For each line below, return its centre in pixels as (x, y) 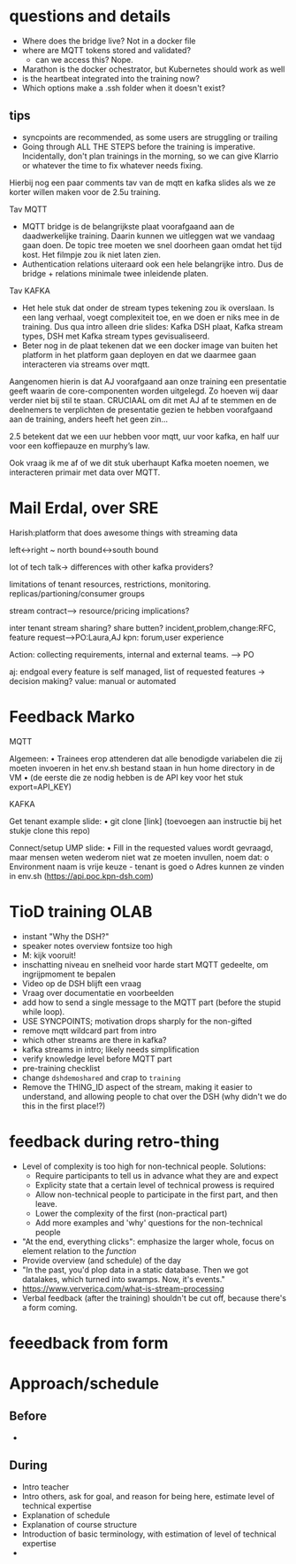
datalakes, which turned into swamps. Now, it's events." (123, 1279)
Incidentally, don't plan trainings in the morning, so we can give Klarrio (150, 156)
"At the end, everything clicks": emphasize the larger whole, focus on (148, 1241)
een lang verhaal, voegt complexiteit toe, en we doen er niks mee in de (151, 317)
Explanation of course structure (79, 1524)
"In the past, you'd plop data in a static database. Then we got (135, 1270)
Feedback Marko (72, 716)
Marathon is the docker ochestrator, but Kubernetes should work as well (153, 69)
